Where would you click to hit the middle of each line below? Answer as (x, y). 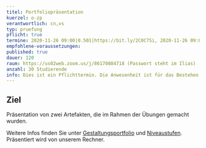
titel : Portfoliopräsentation (45, 12)
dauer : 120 (20, 58)
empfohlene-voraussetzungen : (44, 47)
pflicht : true (25, 35)
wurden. (17, 121)
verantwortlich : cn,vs (35, 23)
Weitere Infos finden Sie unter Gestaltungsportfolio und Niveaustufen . (94, 133)
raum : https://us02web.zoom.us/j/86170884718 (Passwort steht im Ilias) (101, 63)
